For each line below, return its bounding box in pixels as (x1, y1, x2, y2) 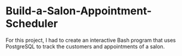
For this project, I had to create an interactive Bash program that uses (5, 36, 176, 43)
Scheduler (5, 17, 58, 30)
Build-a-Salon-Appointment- (5, 4, 152, 18)
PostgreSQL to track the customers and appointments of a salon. (5, 43, 165, 50)
